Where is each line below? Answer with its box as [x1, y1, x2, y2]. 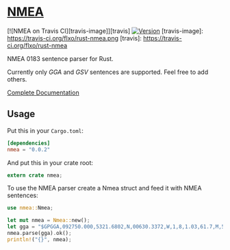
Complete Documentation [7, 88, 80, 97]
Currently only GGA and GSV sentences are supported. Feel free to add [7, 68, 209, 76]
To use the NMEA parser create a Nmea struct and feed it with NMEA [7, 184, 202, 192]
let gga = [7, 223, 36, 230]
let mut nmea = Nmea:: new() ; [7, 217, 90, 224]
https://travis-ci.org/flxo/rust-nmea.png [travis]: [7, 34, 142, 42]
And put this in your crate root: [7, 158, 94, 166]
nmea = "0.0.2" [7, 146, 51, 153]
